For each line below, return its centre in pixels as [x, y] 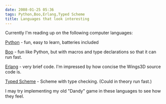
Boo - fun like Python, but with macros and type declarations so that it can [81, 52]
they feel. [15, 96]
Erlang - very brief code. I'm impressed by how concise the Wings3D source [83, 67]
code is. [13, 72]
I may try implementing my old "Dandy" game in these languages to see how [83, 91]
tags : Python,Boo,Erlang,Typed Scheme [45, 14]
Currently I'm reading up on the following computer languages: [69, 33]
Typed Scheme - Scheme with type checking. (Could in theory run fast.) [79, 81]
